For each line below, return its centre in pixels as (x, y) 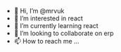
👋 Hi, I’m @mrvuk (39, 11)
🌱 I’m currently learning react (56, 26)
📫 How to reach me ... (46, 41)
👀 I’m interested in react (48, 18)
